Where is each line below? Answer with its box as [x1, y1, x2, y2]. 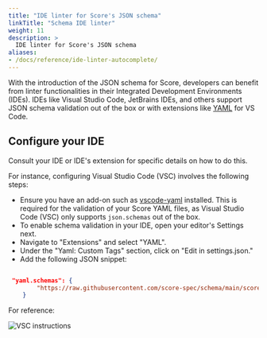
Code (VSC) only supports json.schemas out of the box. [19, 212, 201, 221]
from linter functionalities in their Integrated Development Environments [8, 86, 242, 95]
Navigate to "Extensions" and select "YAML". [19, 237, 167, 247]
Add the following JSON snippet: [19, 254, 127, 263]
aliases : [8, 49, 37, 56]
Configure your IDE [8, 134, 105, 148]
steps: [8, 180, 29, 189]
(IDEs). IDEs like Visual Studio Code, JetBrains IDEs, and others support [8, 95, 242, 104]
